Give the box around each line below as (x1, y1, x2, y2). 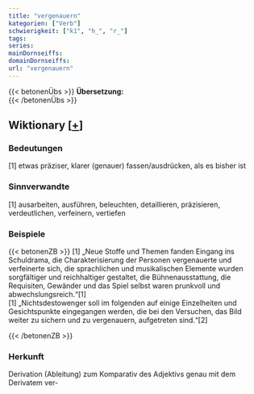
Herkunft (8, 350, 44, 362)
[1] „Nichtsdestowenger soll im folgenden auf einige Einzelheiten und (8, 298, 237, 308)
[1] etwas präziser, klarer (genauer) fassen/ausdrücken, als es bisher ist (8, 161, 247, 170)
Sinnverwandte (8, 181, 70, 192)
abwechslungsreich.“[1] (8, 290, 87, 300)
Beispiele (8, 228, 46, 239)
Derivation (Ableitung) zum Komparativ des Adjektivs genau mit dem (8, 369, 236, 379)
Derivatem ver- (8, 378, 59, 388)
